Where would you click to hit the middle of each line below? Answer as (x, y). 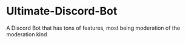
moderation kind (27, 34)
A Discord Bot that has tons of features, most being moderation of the (93, 28)
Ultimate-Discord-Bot (62, 11)
